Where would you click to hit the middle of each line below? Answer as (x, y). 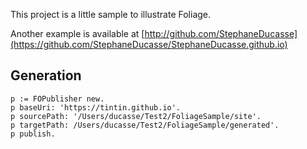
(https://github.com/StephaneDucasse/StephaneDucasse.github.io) (149, 44)
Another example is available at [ (77, 33)
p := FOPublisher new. (57, 99)
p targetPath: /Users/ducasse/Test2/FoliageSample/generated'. (145, 125)
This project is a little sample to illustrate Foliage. (111, 14)
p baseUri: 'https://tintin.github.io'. (96, 107)
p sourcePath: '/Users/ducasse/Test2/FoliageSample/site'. (136, 116)
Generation (46, 75)
